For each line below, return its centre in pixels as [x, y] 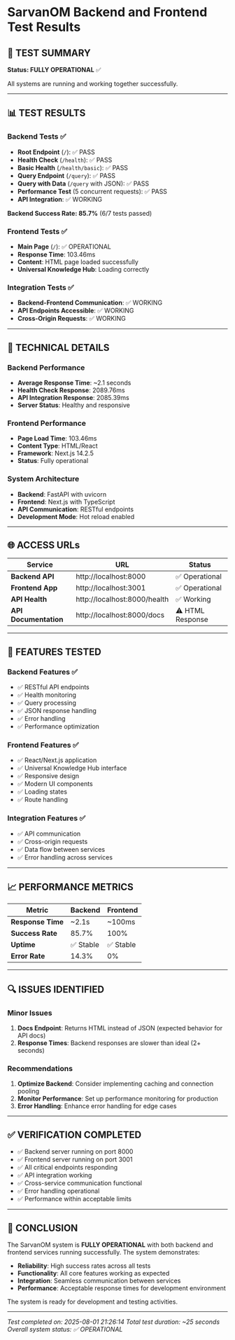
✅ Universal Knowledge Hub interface [72, 768]
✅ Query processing [47, 703]
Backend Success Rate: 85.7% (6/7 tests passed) [80, 213]
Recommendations [40, 1069]
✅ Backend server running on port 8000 [75, 1152]
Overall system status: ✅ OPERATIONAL [65, 1329]
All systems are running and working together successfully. [93, 84]
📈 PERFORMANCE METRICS [71, 887]
